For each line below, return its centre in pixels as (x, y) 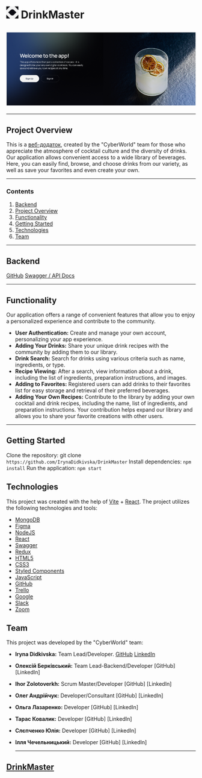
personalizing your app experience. (59, 339)
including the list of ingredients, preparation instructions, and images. (101, 378)
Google (24, 596)
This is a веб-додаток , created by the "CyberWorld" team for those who (96, 145)
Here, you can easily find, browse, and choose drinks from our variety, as (97, 164)
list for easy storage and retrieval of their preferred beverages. (92, 391)
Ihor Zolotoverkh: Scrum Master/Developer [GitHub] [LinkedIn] (93, 684)
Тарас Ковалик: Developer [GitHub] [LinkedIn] (73, 719)
